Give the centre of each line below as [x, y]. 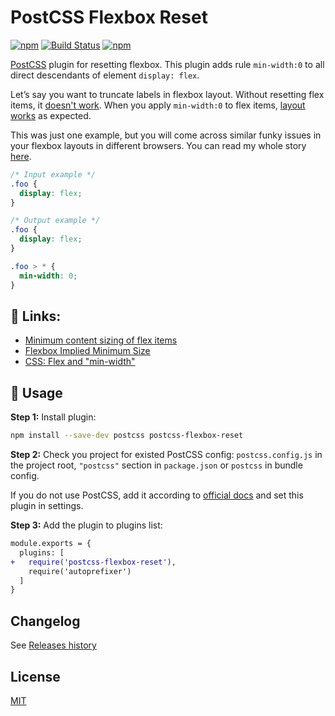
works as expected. [51, 115]
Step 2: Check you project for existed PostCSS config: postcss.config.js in [166, 455]
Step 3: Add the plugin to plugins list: [86, 525]
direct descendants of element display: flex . [105, 75]
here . [21, 156]
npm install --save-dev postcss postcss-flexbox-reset [127, 436]
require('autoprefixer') [80, 571]
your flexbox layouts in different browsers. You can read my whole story [158, 145]
